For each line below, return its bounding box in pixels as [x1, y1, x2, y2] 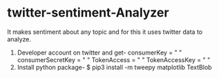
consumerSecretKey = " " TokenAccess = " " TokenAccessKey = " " [17, 55, 211, 64]
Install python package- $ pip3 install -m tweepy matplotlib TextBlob [17, 63, 212, 71]
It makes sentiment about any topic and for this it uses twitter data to [7, 28, 202, 36]
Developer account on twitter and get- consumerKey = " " [17, 48, 182, 57]
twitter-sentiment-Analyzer [7, 5, 169, 21]
